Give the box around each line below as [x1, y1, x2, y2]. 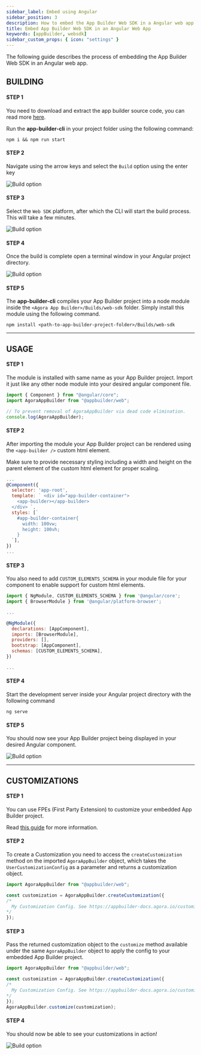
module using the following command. [6, 310, 100, 318]
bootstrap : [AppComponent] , [11, 642, 82, 648]
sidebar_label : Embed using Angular [6, 8, 98, 15]
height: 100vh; [22, 526, 60, 533]
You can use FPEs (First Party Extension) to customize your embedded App [6, 805, 193, 813]
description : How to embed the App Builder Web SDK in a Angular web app [6, 20, 194, 26]
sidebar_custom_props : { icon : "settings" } [6, 37, 119, 43]
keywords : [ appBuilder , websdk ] [6, 31, 87, 37]
